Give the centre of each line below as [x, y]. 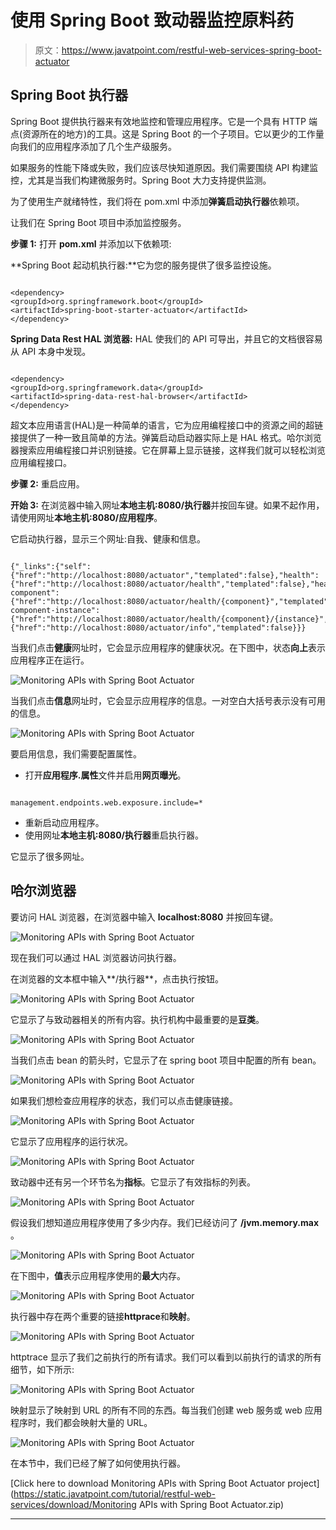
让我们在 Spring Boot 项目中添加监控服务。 [98, 222]
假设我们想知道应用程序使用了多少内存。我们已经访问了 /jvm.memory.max [165, 1222]
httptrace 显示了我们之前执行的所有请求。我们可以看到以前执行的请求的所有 [166, 1357]
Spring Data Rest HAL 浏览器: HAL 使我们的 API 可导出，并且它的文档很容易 [166, 338]
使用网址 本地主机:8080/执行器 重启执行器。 [114, 835]
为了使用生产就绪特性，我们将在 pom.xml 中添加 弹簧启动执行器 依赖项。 [157, 201]
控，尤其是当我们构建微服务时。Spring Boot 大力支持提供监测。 [141, 180]
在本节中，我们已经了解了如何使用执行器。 [98, 1463]
